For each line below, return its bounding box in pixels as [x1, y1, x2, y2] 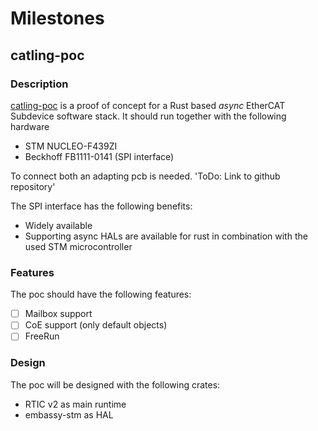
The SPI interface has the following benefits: [10, 200, 193, 212]
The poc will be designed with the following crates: [10, 378, 221, 391]
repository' [10, 180, 56, 192]
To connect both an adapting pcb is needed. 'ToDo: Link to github [10, 170, 281, 182]
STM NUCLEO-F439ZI [24, 140, 118, 152]
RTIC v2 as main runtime [24, 398, 127, 410]
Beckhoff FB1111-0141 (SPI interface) [24, 150, 175, 162]
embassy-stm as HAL [24, 408, 114, 421]
